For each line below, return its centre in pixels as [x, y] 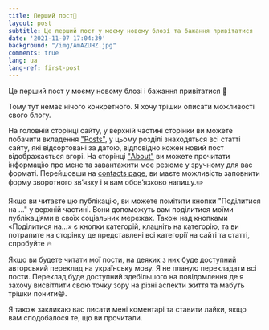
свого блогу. [30, 115]
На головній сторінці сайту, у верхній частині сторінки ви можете [120, 130]
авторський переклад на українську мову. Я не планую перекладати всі [132, 268]
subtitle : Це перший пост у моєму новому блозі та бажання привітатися [130, 31]
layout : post [30, 23]
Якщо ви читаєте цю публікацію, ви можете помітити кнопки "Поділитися [134, 201]
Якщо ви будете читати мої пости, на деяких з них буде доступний [122, 259]
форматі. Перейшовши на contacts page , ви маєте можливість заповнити [134, 173]
